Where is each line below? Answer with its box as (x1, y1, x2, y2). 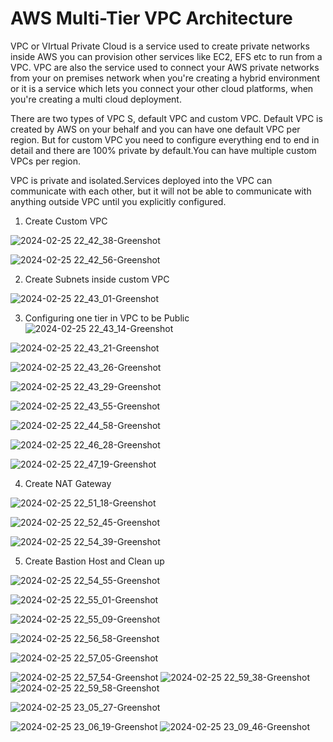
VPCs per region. (10, 155, 81, 167)
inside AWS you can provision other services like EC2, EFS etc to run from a (10, 50, 323, 62)
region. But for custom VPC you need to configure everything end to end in (10, 133, 320, 146)
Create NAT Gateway (24, 477, 112, 489)
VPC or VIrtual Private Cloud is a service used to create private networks (10, 40, 310, 52)
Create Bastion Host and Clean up (24, 555, 165, 567)
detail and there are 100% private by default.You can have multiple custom (10, 144, 317, 156)
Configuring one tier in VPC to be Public (24, 312, 190, 324)
